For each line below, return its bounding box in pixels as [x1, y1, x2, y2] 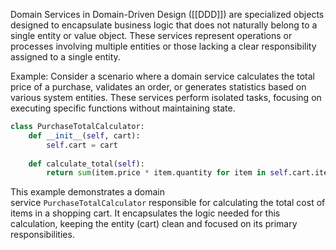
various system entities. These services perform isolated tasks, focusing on [10, 92, 322, 103]
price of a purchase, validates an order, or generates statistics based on [10, 81, 307, 93]
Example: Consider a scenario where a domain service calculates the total [10, 70, 315, 82]
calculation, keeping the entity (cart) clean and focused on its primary [10, 218, 298, 230]
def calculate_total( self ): [28, 159, 145, 169]
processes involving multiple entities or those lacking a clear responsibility [10, 40, 317, 52]
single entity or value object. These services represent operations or [10, 30, 293, 41]
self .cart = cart [46, 140, 118, 150]
